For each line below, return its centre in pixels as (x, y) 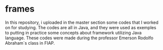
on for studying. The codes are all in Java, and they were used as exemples (81, 27)
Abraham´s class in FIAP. (30, 43)
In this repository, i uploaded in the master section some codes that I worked (82, 22)
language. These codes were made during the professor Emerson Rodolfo (79, 38)
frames (20, 9)
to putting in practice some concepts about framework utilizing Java (73, 33)
